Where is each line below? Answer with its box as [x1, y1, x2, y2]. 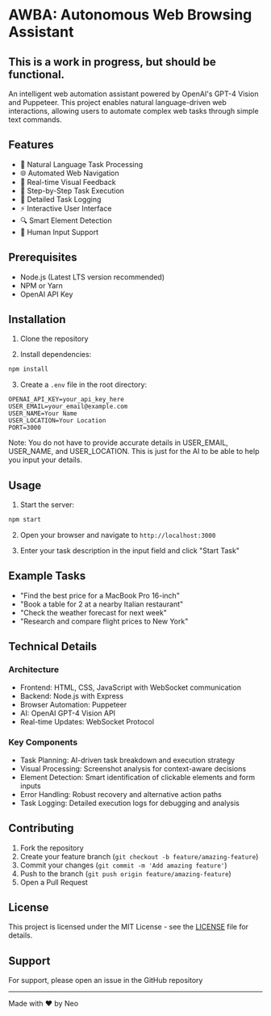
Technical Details [8, 640, 98, 653]
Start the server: [19, 500, 75, 510]
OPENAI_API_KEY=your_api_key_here [8, 396, 125, 404]
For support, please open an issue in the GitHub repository [8, 976, 203, 985]
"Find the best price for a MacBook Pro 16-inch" [19, 590, 180, 600]
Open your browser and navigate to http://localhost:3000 [19, 531, 216, 539]
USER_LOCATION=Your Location [8, 417, 106, 425]
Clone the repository [19, 334, 89, 344]
